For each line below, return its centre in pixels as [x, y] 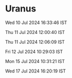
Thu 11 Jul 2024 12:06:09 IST [35, 42]
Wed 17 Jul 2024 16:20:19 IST [35, 71]
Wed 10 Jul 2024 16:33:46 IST [36, 22]
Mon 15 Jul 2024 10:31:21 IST [35, 61]
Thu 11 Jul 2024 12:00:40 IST [35, 32]
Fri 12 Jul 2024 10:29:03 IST [34, 51]
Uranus [21, 9]
